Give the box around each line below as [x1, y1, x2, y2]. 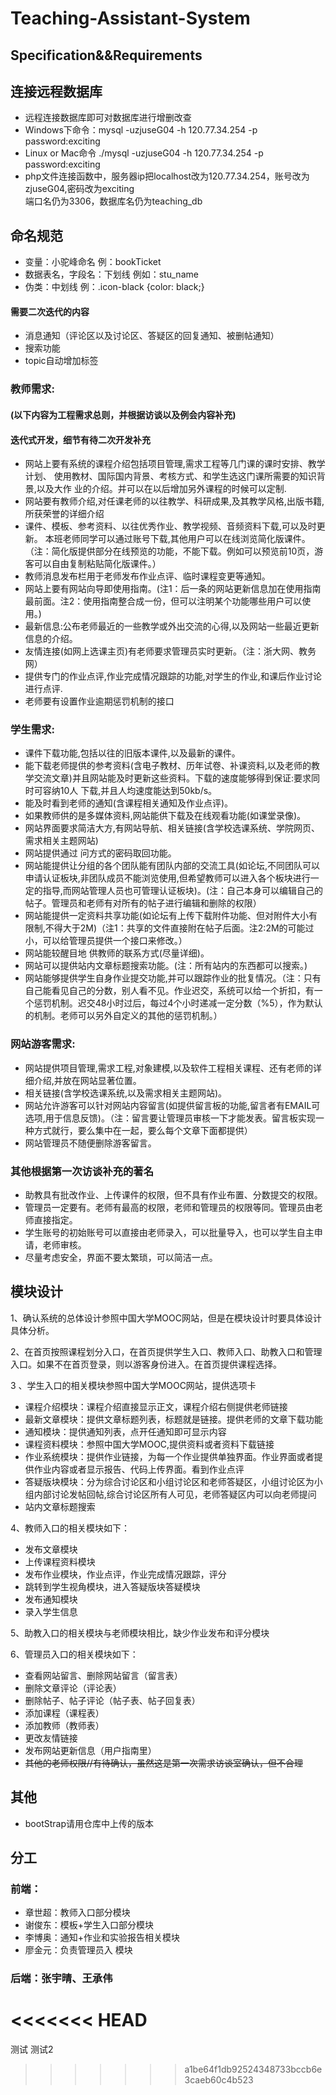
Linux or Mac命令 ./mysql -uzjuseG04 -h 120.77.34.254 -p [24, 147, 264, 159]
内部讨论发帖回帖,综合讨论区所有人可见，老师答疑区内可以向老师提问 [33, 1488, 317, 1500]
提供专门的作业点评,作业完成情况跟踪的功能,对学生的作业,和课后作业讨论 [24, 670, 322, 682]
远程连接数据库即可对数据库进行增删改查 [24, 112, 192, 124]
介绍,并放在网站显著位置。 [33, 1074, 142, 1086]
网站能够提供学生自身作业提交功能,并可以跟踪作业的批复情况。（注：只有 [24, 972, 322, 984]
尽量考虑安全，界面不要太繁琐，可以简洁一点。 [24, 1252, 218, 1264]
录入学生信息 [24, 1605, 78, 1617]
